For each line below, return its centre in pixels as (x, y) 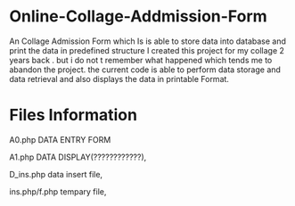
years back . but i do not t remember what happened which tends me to (141, 60)
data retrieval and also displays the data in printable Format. (119, 78)
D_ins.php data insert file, (56, 174)
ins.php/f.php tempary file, (58, 191)
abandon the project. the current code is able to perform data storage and (145, 70)
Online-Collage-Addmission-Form (138, 16)
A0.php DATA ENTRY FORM (60, 139)
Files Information (74, 115)
